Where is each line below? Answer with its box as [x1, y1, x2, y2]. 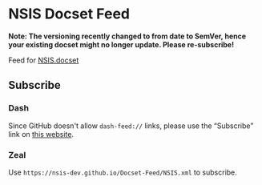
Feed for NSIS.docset [8, 55, 79, 65]
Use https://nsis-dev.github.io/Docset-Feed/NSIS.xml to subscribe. [8, 167, 238, 177]
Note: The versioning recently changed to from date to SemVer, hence [8, 31, 247, 41]
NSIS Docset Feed [8, 5, 131, 23]
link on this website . [8, 129, 75, 139]
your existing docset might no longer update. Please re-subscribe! [8, 39, 235, 49]
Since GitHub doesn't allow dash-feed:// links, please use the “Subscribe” [8, 121, 254, 131]
